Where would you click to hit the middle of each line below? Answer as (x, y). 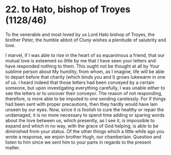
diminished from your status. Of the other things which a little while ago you (85, 131)
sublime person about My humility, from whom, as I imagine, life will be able (85, 71)
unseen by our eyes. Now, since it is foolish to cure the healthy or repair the (85, 109)
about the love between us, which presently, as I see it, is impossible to (80, 120)
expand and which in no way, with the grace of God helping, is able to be (82, 126)
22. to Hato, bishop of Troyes (68, 9)
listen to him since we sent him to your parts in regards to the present (78, 142)
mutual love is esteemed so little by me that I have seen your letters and (81, 60)
